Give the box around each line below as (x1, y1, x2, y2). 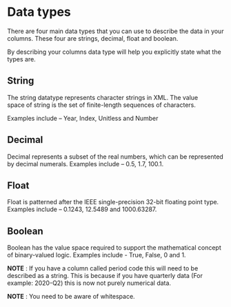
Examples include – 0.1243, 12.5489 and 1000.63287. (7, 205, 157, 214)
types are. (7, 55, 36, 63)
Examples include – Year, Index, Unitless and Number (7, 114, 159, 122)
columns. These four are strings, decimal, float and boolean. (7, 34, 179, 42)
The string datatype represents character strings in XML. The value (7, 93, 199, 101)
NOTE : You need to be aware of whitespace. (7, 293, 136, 301)
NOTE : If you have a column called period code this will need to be (7, 264, 199, 273)
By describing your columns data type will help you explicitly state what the (7, 48, 222, 56)
